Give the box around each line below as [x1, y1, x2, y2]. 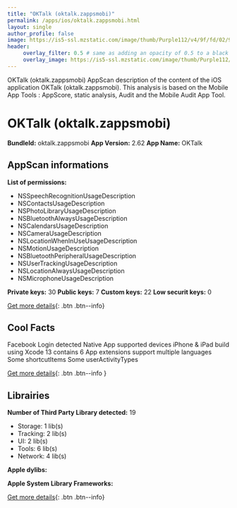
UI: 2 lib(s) [17, 437, 48, 445]
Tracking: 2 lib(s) [17, 430, 67, 438]
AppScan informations [7, 159, 109, 171]
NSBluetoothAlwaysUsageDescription [17, 214, 128, 222]
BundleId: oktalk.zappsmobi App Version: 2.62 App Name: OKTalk [7, 138, 203, 147]
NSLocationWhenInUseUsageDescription [17, 236, 138, 245]
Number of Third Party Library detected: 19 [7, 409, 136, 417]
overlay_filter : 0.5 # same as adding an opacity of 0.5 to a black [23, 50, 229, 57]
